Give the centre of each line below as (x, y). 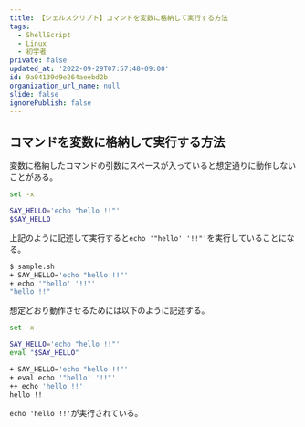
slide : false (34, 94)
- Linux (32, 43)
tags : (20, 26)
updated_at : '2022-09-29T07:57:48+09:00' (89, 69)
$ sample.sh (32, 266)
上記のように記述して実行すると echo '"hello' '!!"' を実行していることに (148, 237)
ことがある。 (33, 177)
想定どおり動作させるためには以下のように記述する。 (110, 310)
